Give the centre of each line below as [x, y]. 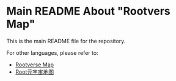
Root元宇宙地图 [34, 72]
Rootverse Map [34, 65]
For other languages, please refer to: [53, 52]
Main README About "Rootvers [89, 11]
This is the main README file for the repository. [66, 41]
